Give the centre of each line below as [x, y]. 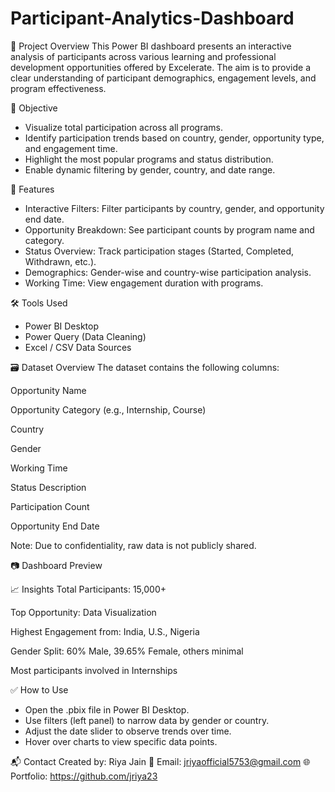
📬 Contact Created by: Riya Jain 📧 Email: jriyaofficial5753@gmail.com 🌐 [160, 761]
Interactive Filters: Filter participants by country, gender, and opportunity [174, 208]
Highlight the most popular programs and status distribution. [149, 159]
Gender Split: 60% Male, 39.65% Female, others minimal [127, 651]
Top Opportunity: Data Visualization [83, 612]
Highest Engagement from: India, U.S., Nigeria [105, 631]
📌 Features [32, 189]
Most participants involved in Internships [94, 670]
